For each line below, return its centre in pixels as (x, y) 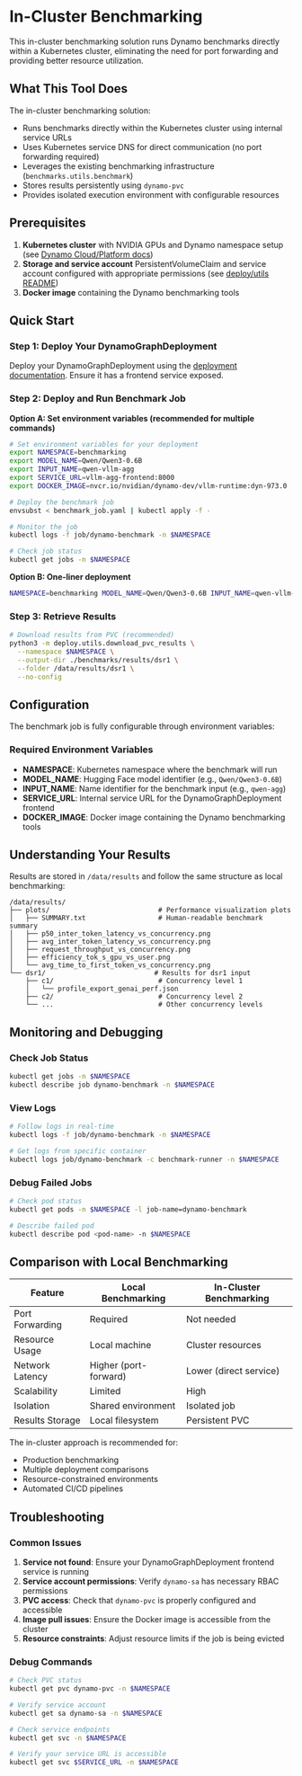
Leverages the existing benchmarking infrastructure (118, 166)
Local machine (120, 1345)
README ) (40, 283)
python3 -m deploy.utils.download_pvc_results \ (102, 644)
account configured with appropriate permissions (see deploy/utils (146, 273)
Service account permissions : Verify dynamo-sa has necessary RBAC (151, 1581)
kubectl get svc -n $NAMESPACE (68, 1738)
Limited (105, 1391)
